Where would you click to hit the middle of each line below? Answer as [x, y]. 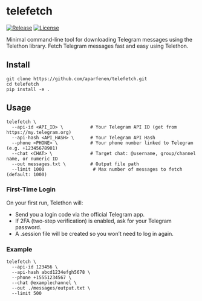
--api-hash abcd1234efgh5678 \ [51, 273]
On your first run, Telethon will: [45, 203]
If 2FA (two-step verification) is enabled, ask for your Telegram [93, 221]
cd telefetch [23, 84]
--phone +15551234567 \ [41, 278]
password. [28, 227]
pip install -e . [28, 89]
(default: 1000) [27, 174]
